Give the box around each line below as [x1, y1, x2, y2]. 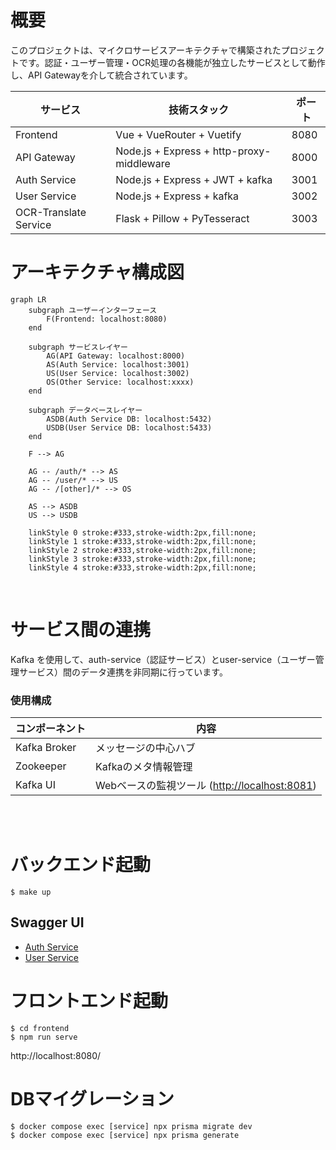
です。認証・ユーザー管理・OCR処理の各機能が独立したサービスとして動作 [18, 56, 326, 68]
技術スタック [168, 102, 230, 116]
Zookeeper [15, 759, 67, 773]
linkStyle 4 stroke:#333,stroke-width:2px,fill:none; [28, 562, 257, 573]
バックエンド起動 [10, 854, 152, 876]
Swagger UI [10, 914, 85, 931]
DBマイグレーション [10, 1087, 175, 1110]
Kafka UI [15, 778, 56, 792]
